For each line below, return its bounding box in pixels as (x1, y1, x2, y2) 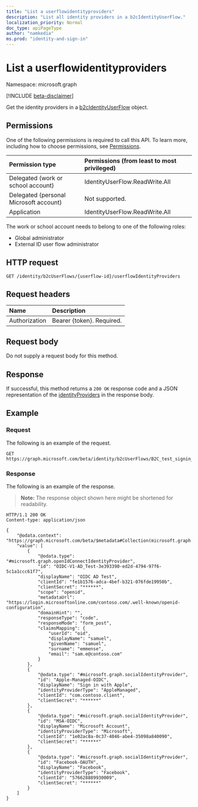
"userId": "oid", (48, 630, 91, 636)
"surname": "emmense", (48, 646, 104, 651)
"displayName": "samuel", (48, 636, 112, 641)
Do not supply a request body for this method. (6, 352, 118, 359)
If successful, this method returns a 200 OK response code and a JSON (6, 385, 178, 392)
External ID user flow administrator (14, 240, 99, 247)
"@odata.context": (16, 533, 62, 538)
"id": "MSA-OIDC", (37, 718, 83, 724)
